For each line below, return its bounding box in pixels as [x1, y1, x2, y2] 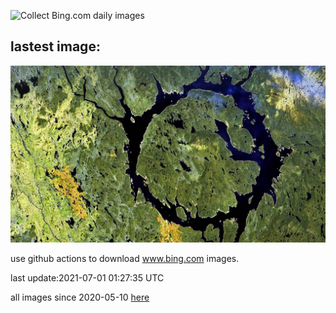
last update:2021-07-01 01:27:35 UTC [10, 272, 165, 284]
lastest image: [10, 38, 101, 55]
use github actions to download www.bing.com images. [10, 253, 240, 265]
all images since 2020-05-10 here [10, 291, 150, 304]
